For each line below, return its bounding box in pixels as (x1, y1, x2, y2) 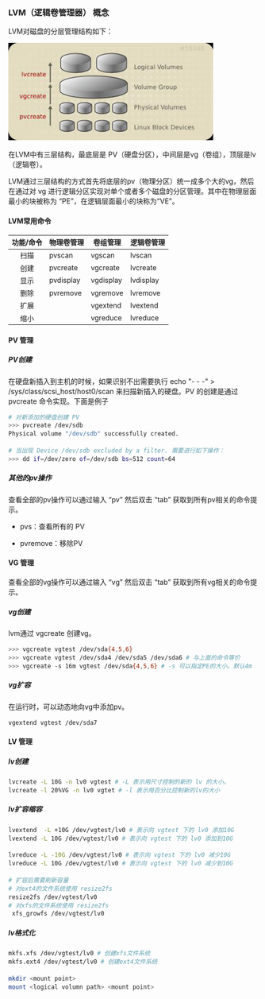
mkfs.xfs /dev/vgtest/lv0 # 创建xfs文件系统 (8, 950, 151, 958)
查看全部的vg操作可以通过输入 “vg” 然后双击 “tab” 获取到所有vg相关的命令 (8, 577, 251, 587)
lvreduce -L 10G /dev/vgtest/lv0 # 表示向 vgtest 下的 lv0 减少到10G (8, 860, 234, 868)
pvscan (48, 250, 74, 260)
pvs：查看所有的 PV (19, 521, 85, 531)
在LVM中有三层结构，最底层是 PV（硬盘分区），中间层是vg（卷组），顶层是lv (8, 149, 256, 160)
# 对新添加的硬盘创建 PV (8, 413, 79, 421)
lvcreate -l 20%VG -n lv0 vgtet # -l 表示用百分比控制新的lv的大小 (8, 786, 221, 794)
